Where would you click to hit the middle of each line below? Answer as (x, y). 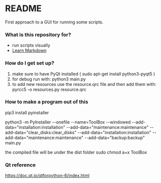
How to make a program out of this (47, 102)
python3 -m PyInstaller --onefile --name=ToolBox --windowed (68, 122)
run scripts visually (31, 45)
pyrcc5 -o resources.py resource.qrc (49, 89)
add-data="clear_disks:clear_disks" (41, 132)
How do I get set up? (30, 63)
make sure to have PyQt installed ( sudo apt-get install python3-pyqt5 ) (83, 74)
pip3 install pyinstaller (27, 112)
